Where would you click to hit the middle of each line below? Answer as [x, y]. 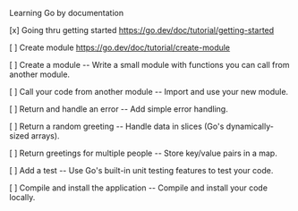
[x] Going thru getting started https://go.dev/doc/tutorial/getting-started [142, 30]
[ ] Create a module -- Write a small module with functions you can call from [149, 65]
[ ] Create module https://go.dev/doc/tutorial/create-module [120, 47]
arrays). [45, 136]
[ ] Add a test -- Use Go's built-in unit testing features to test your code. [141, 170]
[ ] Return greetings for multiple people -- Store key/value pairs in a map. [143, 153]
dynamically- [250, 126]
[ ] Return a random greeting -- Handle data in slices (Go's [117, 126]
